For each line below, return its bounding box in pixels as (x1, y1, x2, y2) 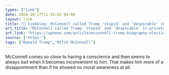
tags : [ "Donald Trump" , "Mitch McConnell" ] (5, 40, 96, 45)
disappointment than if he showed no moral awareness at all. (5, 64, 132, 70)
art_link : (5, 30, 26, 35)
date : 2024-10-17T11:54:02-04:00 (5, 12, 75, 17)
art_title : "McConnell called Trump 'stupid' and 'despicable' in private (5, 26, 165, 31)
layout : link (5, 16, 33, 21)
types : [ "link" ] (5, 7, 39, 12)
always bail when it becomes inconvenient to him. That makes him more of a (5, 58, 163, 65)
